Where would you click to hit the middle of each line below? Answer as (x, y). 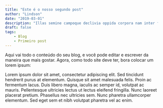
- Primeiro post (30, 41)
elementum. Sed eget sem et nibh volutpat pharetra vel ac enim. (69, 100)
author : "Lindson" (24, 14)
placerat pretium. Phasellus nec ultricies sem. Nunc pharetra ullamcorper (78, 95)
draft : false (18, 28)
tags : (10, 32)
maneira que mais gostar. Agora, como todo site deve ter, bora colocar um (79, 60)
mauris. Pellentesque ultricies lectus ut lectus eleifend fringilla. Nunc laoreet (81, 90)
